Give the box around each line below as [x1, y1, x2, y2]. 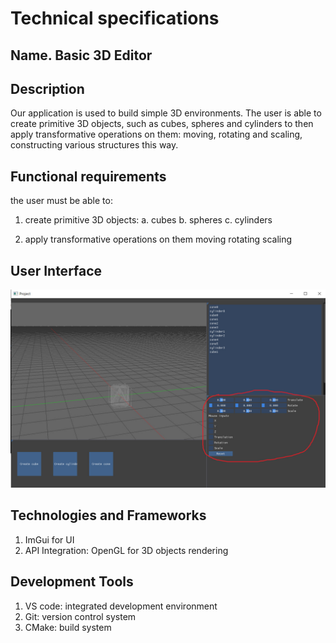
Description [10, 80, 85, 97]
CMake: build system [24, 621, 112, 633]
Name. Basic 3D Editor [10, 47, 153, 64]
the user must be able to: [10, 195, 113, 207]
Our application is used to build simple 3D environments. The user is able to [10, 107, 322, 119]
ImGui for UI [24, 533, 75, 546]
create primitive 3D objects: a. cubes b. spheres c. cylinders [24, 214, 273, 226]
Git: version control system [24, 610, 137, 622]
